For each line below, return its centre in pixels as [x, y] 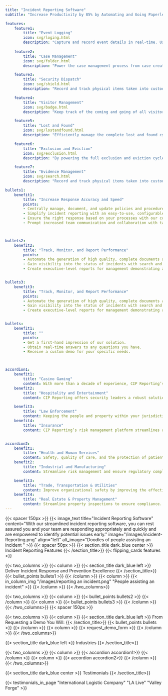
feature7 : [24, 167]
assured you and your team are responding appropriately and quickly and [81, 529]
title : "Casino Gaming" [48, 379]
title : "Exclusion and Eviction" [58, 149]
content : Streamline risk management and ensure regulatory [87, 471]
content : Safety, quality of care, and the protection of [85, 458]
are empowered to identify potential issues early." [56, 534]
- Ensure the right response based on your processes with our [90, 218]
